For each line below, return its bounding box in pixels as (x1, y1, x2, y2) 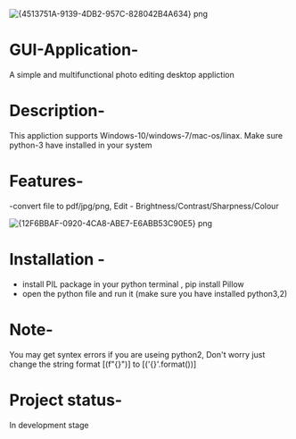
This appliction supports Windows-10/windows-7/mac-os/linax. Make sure (9, 130, 284, 140)
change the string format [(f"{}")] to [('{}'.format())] (9, 359, 197, 369)
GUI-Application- (9, 40, 139, 60)
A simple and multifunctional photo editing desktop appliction (9, 69, 234, 80)
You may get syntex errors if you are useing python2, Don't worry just (9, 349, 266, 359)
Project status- (9, 390, 123, 410)
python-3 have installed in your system (9, 139, 152, 150)
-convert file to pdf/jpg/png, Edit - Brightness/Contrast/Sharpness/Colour (9, 200, 279, 211)
